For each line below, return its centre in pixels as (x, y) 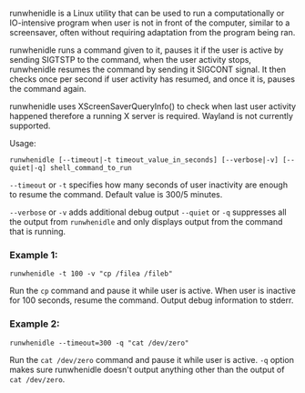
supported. (30, 126)
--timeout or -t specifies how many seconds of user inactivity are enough (149, 185)
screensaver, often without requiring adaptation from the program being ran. (152, 32)
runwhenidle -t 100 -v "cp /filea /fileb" (91, 274)
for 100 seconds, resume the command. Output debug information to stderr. (152, 300)
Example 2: (35, 324)
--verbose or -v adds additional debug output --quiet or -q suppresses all (148, 212)
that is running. (38, 232)
